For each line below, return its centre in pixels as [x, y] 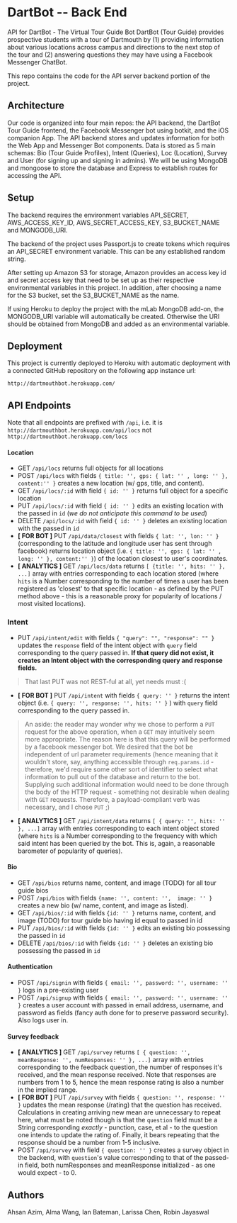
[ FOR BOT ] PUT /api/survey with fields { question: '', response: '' [121, 1098]
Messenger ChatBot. [37, 62]
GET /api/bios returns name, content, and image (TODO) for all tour [117, 883]
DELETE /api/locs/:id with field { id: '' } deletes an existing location [122, 521]
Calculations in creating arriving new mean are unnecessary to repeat [119, 1112]
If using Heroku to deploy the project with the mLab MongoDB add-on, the [116, 308]
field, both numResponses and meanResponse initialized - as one [120, 1165]
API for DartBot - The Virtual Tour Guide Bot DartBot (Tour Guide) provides [116, 32]
